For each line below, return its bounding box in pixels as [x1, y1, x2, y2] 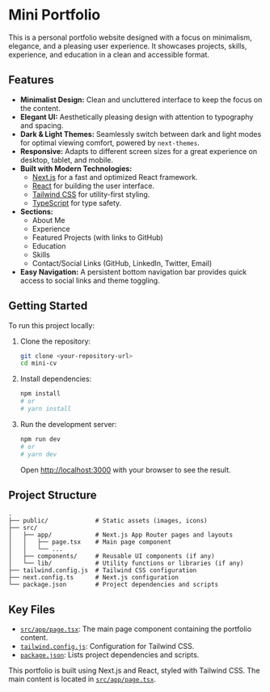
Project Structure [8, 488, 97, 502]
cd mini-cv [19, 359, 57, 368]
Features [8, 73, 54, 87]
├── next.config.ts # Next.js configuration [8, 574, 179, 582]
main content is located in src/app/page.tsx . [8, 674, 156, 684]
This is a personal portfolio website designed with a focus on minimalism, [8, 32, 252, 42]
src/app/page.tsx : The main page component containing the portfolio [19, 624, 252, 634]
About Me [32, 215, 65, 224]
